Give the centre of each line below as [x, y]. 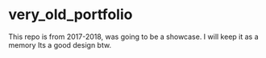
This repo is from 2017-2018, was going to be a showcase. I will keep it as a [134, 37]
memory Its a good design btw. [60, 44]
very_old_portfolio [71, 15]
